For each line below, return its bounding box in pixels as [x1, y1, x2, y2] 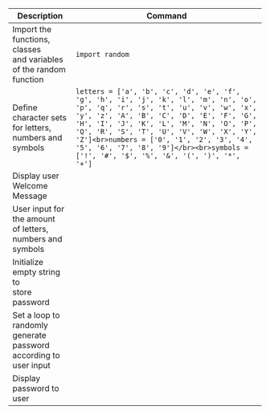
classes [12, 44, 42, 55]
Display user [12, 170, 59, 181]
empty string [12, 266, 60, 278]
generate [12, 330, 47, 340]
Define [12, 102, 38, 113]
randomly [12, 320, 48, 331]
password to [12, 383, 59, 394]
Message [12, 190, 47, 201]
